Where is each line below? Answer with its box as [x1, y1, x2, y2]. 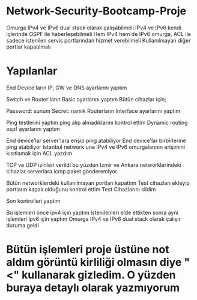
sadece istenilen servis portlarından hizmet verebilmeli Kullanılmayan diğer [6, 37, 191, 44]
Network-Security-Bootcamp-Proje [6, 4, 187, 18]
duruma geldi [6, 221, 39, 229]
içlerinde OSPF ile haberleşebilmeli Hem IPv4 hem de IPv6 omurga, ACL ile [6, 30, 191, 37]
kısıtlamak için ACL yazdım [6, 149, 73, 157]
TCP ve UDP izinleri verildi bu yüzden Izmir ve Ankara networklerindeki [6, 161, 182, 169]
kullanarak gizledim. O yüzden [22, 268, 176, 282]
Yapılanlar [6, 64, 58, 78]
